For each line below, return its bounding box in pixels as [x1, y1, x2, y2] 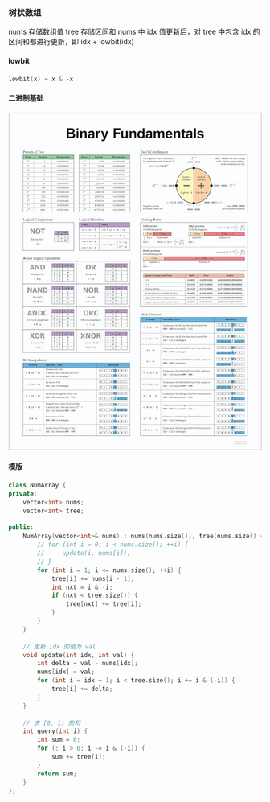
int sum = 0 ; [37, 736, 81, 744]
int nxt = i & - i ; [51, 583, 113, 591]
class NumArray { [8, 481, 67, 490]
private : [8, 489, 38, 498]
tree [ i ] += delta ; [51, 685, 113, 693]
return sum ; [37, 770, 78, 778]
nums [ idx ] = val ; [37, 668, 95, 677]
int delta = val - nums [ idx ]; [37, 660, 138, 668]
